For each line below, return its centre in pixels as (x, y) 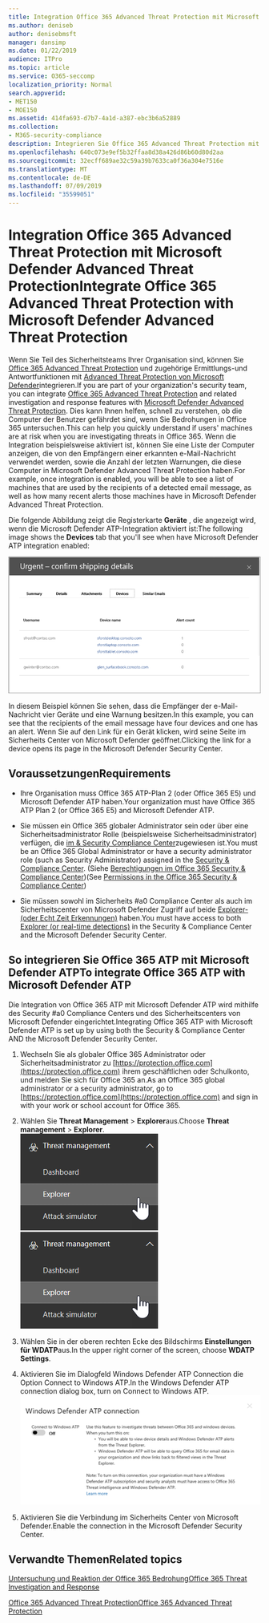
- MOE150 (23, 110)
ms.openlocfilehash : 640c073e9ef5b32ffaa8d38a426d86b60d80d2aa (116, 152)
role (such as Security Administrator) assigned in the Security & (124, 860)
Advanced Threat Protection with (121, 304)
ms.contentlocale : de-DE (50, 178)
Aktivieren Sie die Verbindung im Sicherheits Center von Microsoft (129, 1517)
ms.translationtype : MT (48, 169)
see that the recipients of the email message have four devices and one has (133, 723)
